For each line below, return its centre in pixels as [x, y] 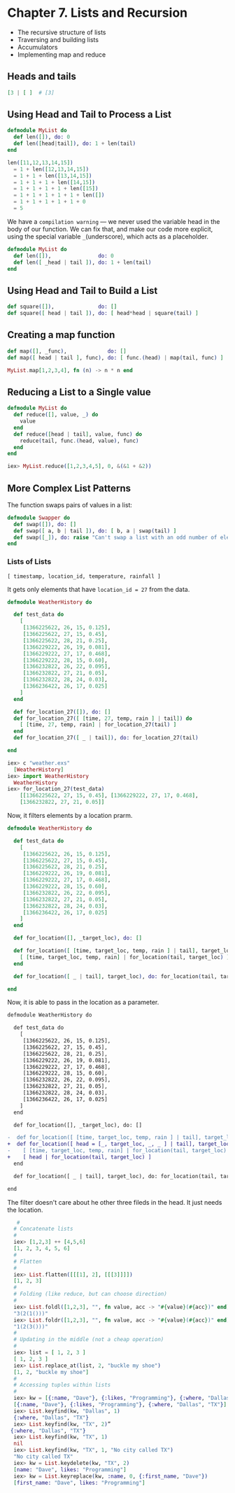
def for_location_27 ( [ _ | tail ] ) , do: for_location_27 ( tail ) [106, 738]
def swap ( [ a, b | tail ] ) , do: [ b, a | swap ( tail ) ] [95, 531]
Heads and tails [42, 77]
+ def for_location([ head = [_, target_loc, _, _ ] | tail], [101, 1144]
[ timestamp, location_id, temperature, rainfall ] [84, 576]
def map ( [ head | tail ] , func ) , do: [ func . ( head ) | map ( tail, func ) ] [115, 358]
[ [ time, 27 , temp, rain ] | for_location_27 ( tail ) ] [98, 725]
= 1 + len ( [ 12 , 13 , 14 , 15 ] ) [51, 169]
